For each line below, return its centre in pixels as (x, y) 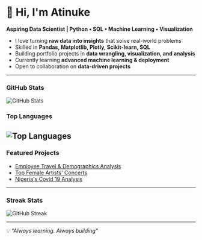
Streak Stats (25, 200)
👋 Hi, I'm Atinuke (48, 12)
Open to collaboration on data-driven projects (73, 66)
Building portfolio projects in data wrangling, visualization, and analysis (105, 53)
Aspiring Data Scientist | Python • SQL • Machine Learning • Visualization (100, 29)
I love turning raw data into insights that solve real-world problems (98, 40)
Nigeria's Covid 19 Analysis (49, 179)
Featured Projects (33, 153)
